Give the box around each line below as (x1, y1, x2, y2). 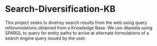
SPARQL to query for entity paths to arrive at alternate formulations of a (5, 30, 149, 36)
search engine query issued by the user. (5, 35, 87, 41)
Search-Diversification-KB (5, 3, 116, 15)
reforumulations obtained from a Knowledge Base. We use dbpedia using (5, 24, 153, 30)
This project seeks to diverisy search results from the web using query (5, 20, 148, 25)
